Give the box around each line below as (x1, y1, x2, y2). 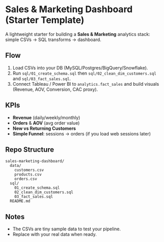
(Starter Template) (5, 14, 85, 26)
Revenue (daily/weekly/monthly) (12, 114, 80, 120)
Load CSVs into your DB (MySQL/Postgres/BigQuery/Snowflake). (12, 64, 148, 71)
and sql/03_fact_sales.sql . (12, 75, 71, 82)
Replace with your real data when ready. (12, 231, 97, 237)
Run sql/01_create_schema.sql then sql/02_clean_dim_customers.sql (12, 70, 157, 76)
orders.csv (14, 177, 37, 182)
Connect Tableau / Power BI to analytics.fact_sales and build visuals (12, 81, 159, 87)
